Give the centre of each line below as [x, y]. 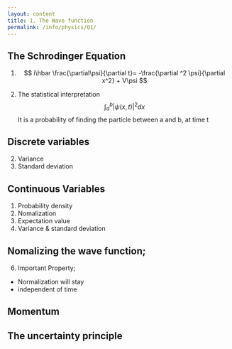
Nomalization [37, 213]
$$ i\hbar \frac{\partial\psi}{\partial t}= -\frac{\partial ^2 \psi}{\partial [125, 73]
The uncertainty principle [65, 336]
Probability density [45, 206]
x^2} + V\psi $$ [125, 81]
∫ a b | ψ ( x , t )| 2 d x [125, 107]
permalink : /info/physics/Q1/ [52, 27]
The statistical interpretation [59, 95]
